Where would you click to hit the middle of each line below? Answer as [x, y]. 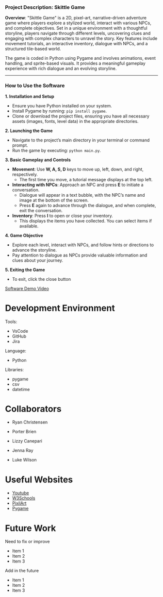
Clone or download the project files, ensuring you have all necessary [81, 116]
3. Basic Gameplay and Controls [38, 160]
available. [29, 226]
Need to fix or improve [27, 542]
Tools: [11, 322]
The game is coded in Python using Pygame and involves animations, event [81, 58]
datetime [21, 389]
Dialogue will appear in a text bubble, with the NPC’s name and [82, 195]
